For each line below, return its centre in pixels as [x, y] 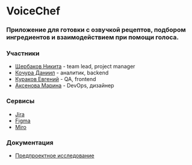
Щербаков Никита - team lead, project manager [75, 67]
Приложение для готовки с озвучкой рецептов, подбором [96, 30]
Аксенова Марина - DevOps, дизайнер [64, 86]
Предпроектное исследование [54, 155]
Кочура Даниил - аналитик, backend [62, 73]
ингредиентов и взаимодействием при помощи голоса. [93, 37]
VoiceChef [33, 11]
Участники [23, 53]
